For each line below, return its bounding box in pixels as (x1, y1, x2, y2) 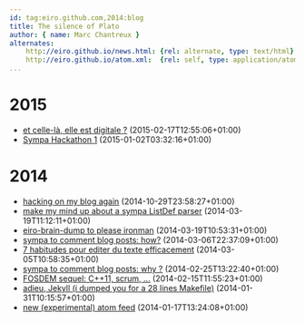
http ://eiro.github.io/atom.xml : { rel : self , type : (25, 55, 230, 64)
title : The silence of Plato (9, 22, 120, 31)
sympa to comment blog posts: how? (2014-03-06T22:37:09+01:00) (22, 234, 279, 245)
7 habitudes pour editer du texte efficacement (22, 244, 195, 255)
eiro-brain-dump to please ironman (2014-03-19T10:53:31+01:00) (22, 224, 268, 236)
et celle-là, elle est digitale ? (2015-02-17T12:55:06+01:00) (22, 124, 241, 135)
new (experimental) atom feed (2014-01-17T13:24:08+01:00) (22, 301, 249, 313)
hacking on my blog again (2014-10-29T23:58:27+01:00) (22, 196, 235, 207)
